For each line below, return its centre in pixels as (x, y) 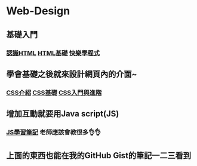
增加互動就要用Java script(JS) (63, 114)
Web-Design (38, 11)
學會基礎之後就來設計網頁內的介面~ (72, 74)
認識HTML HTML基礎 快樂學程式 (53, 53)
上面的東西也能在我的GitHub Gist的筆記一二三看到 (99, 156)
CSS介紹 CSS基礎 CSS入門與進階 (54, 93)
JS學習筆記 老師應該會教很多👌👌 (54, 133)
